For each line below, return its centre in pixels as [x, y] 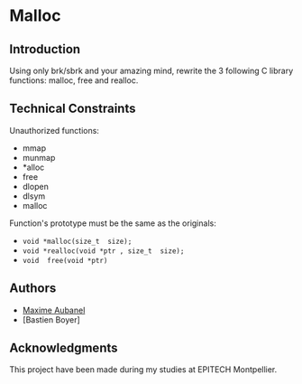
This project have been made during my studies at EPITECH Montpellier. [143, 370]
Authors [33, 289]
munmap [39, 157]
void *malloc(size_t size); [77, 241]
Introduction [45, 49]
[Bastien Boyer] [51, 319]
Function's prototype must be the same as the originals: [113, 223]
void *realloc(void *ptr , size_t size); [103, 251]
